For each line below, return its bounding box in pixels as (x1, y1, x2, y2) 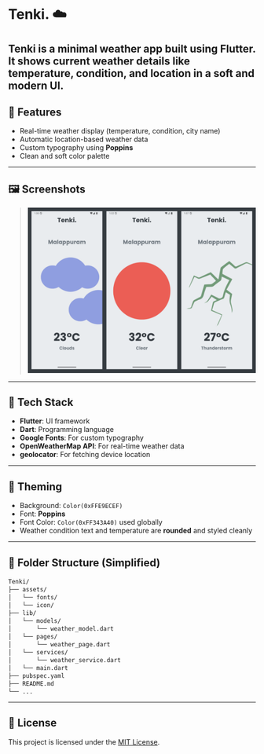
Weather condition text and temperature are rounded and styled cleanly (19, 526, 253, 536)
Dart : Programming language (19, 425, 114, 434)
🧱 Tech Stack (8, 395, 74, 408)
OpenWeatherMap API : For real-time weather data (19, 441, 185, 451)
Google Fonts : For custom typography (19, 433, 144, 443)
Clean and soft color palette (19, 152, 110, 161)
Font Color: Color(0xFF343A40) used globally (19, 518, 163, 527)
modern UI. (8, 79, 64, 92)
